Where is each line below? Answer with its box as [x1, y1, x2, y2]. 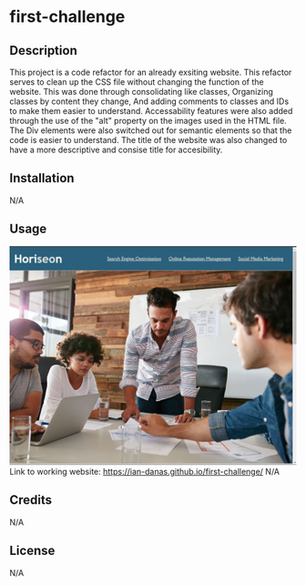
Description [9, 43, 77, 58]
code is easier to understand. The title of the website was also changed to [9, 135, 288, 145]
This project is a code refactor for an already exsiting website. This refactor [9, 67, 292, 77]
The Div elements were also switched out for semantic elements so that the [9, 125, 292, 136]
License [9, 543, 56, 559]
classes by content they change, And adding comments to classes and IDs [9, 96, 290, 107]
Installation [9, 170, 75, 186]
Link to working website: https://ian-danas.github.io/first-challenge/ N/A [9, 467, 280, 478]
